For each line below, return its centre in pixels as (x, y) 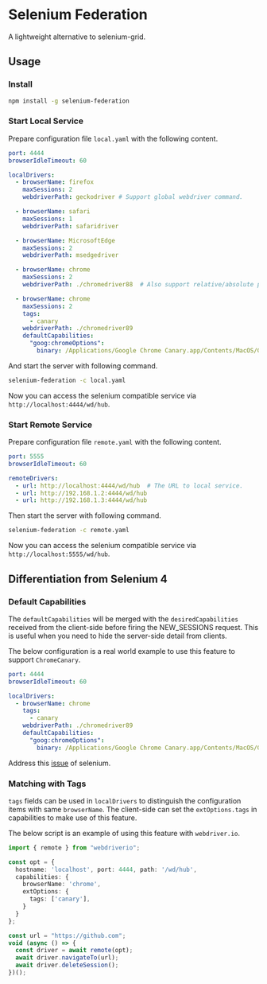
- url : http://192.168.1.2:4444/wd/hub (81, 493)
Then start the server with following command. (85, 515)
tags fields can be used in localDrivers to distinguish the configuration (125, 800)
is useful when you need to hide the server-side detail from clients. (118, 636)
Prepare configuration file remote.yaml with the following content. (115, 442)
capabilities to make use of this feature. (73, 818)
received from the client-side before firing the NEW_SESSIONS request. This (133, 627)
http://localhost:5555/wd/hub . (59, 554)
